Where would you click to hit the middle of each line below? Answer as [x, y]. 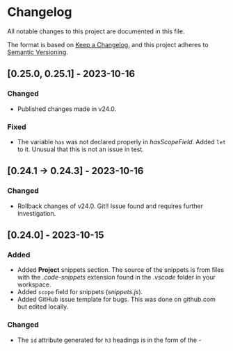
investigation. [37, 213]
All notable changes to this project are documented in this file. [96, 31]
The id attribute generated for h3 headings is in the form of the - [109, 340]
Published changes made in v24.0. [67, 109]
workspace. [34, 284]
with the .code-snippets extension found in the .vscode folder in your [116, 277]
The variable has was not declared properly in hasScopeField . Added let [121, 142]
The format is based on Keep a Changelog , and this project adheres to [108, 44]
